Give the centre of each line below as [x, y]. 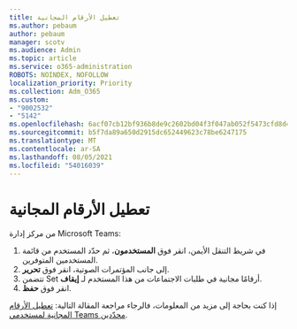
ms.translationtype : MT [53, 141]
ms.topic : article [43, 58]
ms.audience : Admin [45, 50]
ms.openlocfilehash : [47, 125]
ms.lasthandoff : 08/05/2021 [61, 157]
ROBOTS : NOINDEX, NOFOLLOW [59, 75]
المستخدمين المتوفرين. [60, 260]
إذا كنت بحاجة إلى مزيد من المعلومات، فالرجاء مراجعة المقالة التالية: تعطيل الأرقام [143, 305]
